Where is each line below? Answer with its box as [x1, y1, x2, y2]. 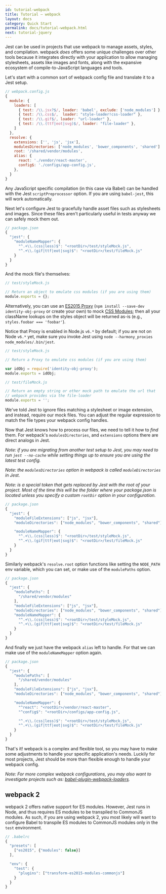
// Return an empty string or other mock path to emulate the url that [5, 389, 156, 394]
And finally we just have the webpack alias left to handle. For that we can [5, 644, 156, 650]
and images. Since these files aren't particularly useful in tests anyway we [5, 210, 156, 216]
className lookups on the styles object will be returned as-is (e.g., [5, 314, 142, 319]
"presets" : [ [9, 843, 37, 849]
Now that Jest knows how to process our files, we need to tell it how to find [5, 427, 159, 433]
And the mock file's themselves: [5, 271, 71, 277]
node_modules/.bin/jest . [5, 339, 55, 345]
